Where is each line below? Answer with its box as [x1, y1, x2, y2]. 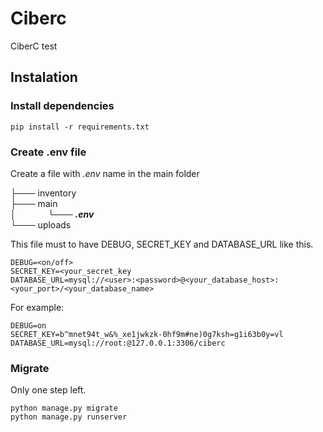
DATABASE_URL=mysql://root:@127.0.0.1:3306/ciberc [10, 338, 226, 348]
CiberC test [10, 40, 58, 52]
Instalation [10, 69, 78, 86]
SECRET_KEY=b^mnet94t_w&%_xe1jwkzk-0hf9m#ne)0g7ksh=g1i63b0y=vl [10, 329, 284, 339]
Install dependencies [10, 99, 115, 113]
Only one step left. [10, 384, 87, 396]
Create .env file [10, 145, 87, 159]
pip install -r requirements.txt [10, 122, 150, 132]
